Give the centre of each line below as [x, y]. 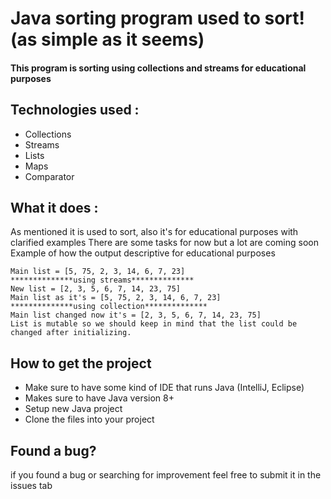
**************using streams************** [102, 280]
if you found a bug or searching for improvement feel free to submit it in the [166, 475]
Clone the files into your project [89, 419]
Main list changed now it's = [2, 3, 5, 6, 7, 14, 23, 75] [136, 315]
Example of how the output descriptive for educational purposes [143, 253]
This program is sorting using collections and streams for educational [158, 68]
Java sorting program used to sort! [158, 18]
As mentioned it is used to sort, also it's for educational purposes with [154, 232]
